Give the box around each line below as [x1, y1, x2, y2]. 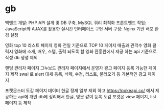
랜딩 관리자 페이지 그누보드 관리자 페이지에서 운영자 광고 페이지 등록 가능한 [5, 65, 148, 71]
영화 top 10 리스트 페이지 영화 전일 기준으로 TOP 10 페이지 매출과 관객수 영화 [5, 42, 152, 48]
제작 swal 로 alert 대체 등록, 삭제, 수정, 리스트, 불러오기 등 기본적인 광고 [10, 71, 147, 77]
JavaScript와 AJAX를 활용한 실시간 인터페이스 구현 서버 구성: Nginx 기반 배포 [5, 25, 154, 32]
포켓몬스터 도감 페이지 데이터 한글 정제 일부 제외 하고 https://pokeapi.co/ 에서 [5, 88, 154, 93]
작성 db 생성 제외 [5, 54, 38, 60]
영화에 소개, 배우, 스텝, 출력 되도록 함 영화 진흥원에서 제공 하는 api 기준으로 [14, 48, 157, 54]
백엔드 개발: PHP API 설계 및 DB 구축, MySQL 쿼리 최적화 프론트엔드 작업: [5, 20, 146, 25]
